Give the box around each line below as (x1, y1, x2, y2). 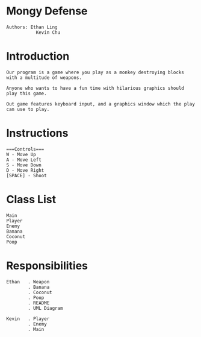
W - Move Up (6, 151, 36, 157)
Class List (6, 193, 56, 206)
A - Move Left (6, 157, 42, 163)
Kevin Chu (36, 29, 61, 36)
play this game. (6, 90, 47, 96)
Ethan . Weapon (6, 279, 50, 285)
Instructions (6, 127, 69, 140)
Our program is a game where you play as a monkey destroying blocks (6, 69, 185, 75)
